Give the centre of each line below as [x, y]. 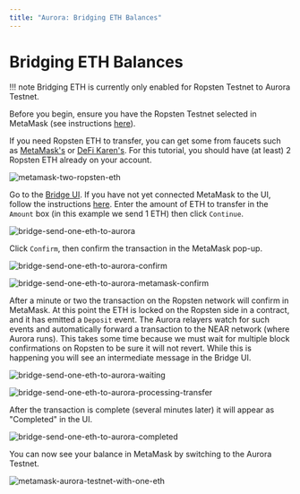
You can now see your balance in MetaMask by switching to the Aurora [141, 454]
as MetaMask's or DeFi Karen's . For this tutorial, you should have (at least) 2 [150, 150]
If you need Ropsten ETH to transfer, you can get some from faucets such [146, 141]
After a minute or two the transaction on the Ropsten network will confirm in [149, 300]
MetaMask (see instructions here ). [73, 123]
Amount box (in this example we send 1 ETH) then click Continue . [127, 213]
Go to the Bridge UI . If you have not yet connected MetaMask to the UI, [140, 195]
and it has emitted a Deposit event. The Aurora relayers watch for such [140, 319]
